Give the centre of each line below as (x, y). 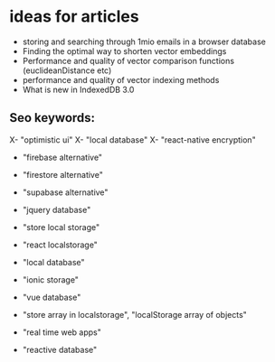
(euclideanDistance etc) (67, 70)
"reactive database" (60, 349)
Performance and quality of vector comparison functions (128, 60)
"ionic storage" (51, 279)
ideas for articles (74, 17)
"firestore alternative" (63, 174)
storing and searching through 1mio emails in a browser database (144, 42)
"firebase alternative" (62, 157)
